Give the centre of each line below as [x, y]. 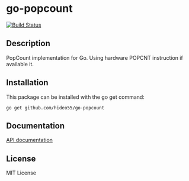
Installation [27, 83]
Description [28, 43]
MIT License [21, 173]
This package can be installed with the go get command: [76, 97]
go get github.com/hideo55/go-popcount [55, 108]
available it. [20, 64]
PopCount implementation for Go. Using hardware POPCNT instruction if [95, 57]
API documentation [30, 140]
